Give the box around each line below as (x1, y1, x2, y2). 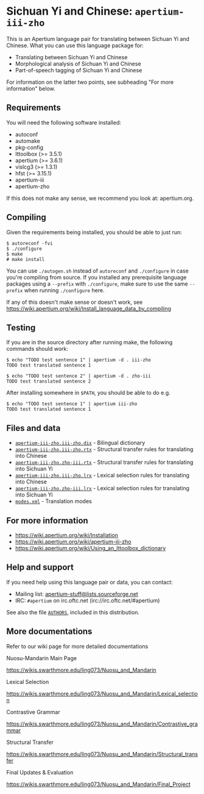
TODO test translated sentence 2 (6, 378, 91, 384)
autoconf (15, 130, 38, 138)
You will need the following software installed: (6, 119, 122, 126)
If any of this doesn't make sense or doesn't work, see (6, 298, 143, 306)
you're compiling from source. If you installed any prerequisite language (6, 273, 187, 281)
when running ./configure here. (24, 286, 105, 294)
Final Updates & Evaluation (6, 768, 74, 776)
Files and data (6, 423, 61, 433)
